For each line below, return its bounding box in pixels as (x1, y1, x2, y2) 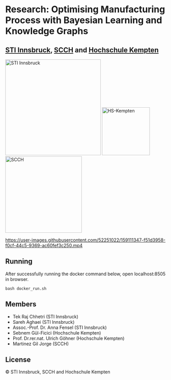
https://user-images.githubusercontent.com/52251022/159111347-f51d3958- (5, 237, 166, 243)
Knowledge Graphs (5, 26, 89, 37)
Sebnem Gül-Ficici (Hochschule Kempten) (12, 329, 101, 336)
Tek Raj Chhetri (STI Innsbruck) (12, 313, 79, 320)
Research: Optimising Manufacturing (5, 4, 165, 15)
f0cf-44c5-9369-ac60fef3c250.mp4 (5, 243, 83, 248)
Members (5, 300, 37, 308)
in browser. (5, 276, 29, 282)
